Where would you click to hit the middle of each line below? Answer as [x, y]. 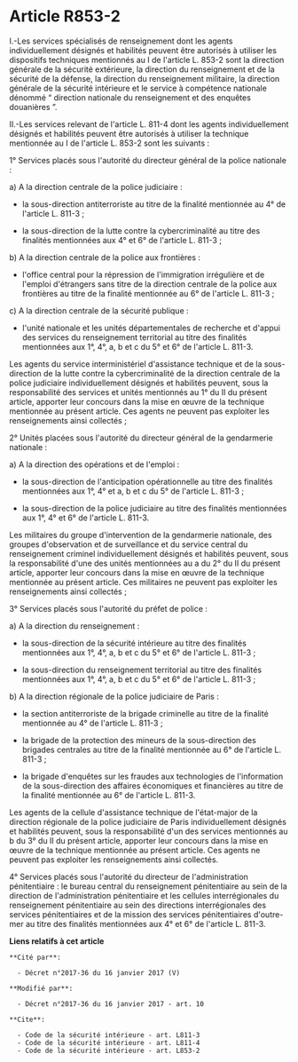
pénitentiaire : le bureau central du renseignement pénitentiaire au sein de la [149, 886]
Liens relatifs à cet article [57, 941]
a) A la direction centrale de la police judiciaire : [96, 186]
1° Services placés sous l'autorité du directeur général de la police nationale [148, 160]
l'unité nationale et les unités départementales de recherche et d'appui [151, 328]
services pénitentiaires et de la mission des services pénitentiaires [130, 914]
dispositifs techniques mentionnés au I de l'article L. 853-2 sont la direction [147, 59]
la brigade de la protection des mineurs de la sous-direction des [139, 740]
